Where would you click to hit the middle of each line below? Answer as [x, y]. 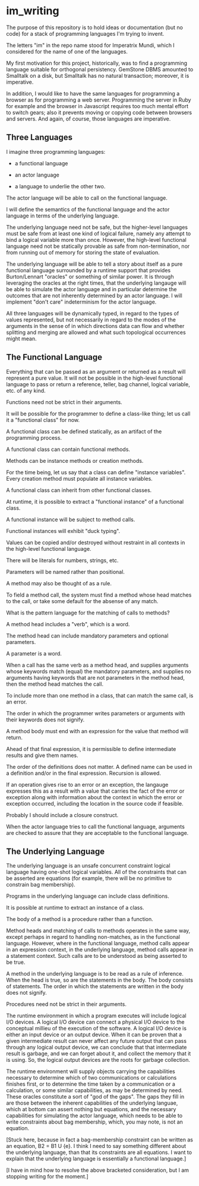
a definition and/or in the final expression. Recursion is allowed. [84, 773]
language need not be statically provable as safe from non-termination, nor [98, 246]
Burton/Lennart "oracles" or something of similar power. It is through [90, 276]
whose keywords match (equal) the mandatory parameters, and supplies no [99, 671]
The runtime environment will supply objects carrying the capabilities [91, 1071]
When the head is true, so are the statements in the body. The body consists [99, 980]
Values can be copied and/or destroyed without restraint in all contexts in [96, 542]
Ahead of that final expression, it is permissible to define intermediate [91, 749]
